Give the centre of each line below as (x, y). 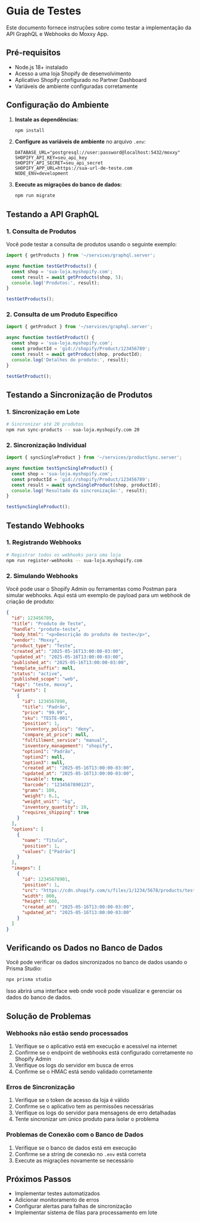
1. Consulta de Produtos (41, 231)
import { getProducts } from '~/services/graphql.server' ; (81, 255)
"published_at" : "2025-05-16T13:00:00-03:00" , (70, 662)
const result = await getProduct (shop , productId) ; (77, 354)
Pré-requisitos (34, 53)
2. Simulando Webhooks (42, 576)
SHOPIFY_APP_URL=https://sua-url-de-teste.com (74, 169)
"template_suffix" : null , (44, 668)
